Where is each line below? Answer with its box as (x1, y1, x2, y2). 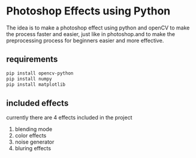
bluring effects (14, 145, 52, 152)
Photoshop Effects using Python (6, 4, 171, 18)
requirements (6, 54, 58, 64)
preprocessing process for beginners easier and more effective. (6, 37, 164, 44)
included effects (6, 98, 69, 108)
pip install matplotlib (6, 81, 66, 88)
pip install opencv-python (6, 70, 74, 76)
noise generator (14, 138, 55, 145)
